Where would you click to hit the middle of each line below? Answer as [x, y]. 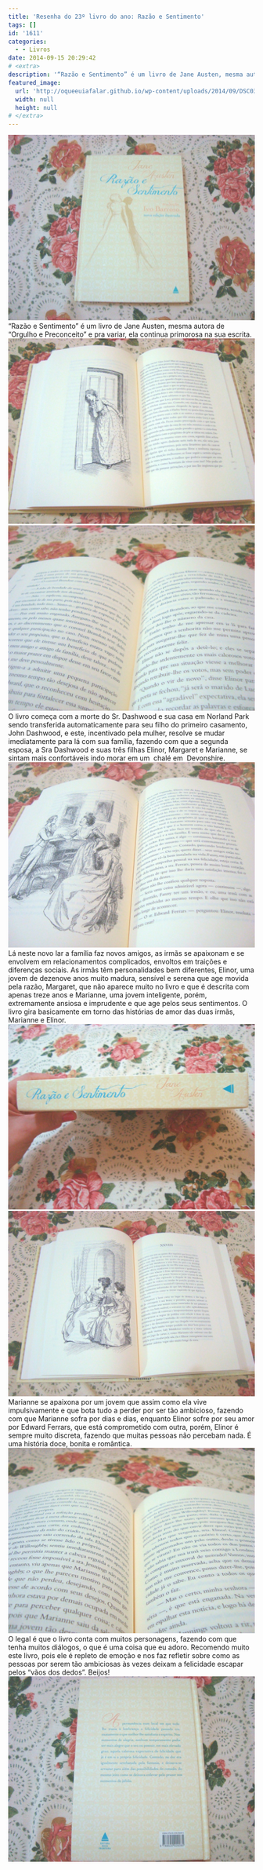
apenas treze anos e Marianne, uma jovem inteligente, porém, [108, 995]
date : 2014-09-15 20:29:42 [52, 58]
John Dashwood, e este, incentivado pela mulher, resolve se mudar [117, 733]
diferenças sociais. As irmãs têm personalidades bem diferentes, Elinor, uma [131, 970]
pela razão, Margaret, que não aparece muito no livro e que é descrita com [129, 987]
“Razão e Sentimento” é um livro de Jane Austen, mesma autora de [117, 326]
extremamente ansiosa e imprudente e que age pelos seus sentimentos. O [128, 1004]
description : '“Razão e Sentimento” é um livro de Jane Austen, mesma [126, 75]
